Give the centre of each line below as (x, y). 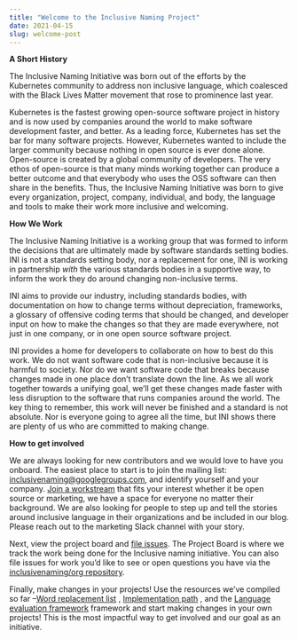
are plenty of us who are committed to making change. (110, 426)
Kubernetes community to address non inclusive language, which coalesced (149, 86)
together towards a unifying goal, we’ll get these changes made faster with (146, 389)
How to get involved (47, 444)
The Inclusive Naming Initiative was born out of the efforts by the (128, 76)
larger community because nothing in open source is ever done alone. (137, 150)
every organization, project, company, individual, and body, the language (142, 197)
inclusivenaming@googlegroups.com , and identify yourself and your (134, 479)
